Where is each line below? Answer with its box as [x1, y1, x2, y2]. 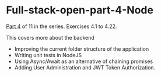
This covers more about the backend [6, 34, 94, 41]
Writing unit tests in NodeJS [14, 51, 82, 58]
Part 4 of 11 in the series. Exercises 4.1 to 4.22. [6, 23, 117, 30]
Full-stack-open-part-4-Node [6, 3, 153, 17]
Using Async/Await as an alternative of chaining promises [14, 58, 153, 65]
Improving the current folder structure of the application [14, 45, 149, 52]
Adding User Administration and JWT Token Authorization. [14, 64, 156, 71]
